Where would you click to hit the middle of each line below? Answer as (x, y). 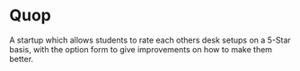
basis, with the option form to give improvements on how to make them (141, 49)
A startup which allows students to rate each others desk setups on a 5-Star (150, 40)
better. (22, 59)
